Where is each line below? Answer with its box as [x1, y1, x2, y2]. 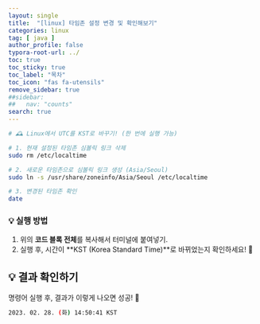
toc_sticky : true [8, 64, 66, 72]
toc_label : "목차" [8, 71, 66, 79]
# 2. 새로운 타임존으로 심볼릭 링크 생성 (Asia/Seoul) [8, 166, 169, 174]
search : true [8, 108, 52, 116]
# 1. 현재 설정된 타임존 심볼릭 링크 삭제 [8, 144, 126, 152]
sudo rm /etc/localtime [8, 151, 87, 159]
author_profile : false [8, 41, 83, 49]
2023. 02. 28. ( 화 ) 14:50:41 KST [8, 309, 118, 317]
